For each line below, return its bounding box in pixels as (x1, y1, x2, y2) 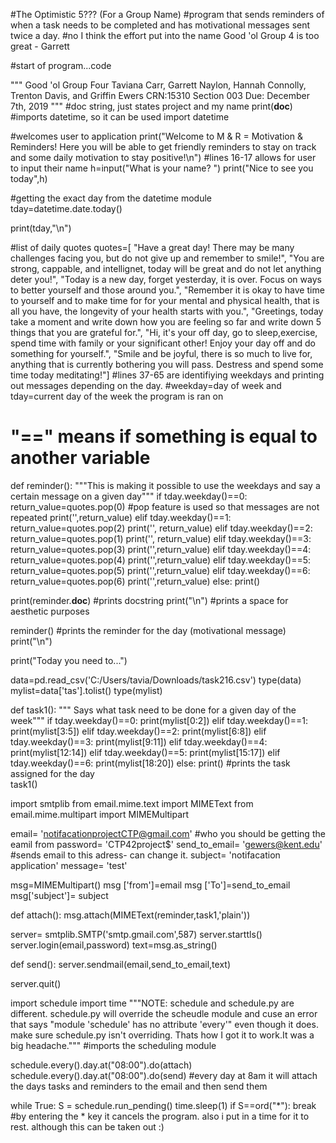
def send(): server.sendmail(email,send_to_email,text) (10, 958, 232, 970)
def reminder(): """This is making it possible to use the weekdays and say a (10, 479, 321, 491)
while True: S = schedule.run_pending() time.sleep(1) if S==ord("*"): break (10, 1099, 317, 1111)
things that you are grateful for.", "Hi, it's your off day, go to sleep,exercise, (10, 327, 318, 338)
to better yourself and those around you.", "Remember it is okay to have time (10, 284, 325, 296)
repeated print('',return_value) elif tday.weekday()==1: (10, 511, 232, 523)
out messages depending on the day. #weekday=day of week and (10, 380, 282, 391)
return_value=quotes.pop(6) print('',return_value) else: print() (10, 575, 261, 587)
